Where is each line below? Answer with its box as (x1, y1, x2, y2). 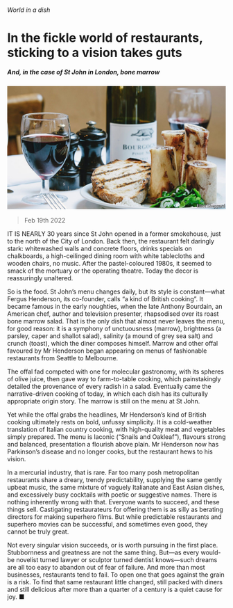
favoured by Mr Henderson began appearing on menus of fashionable (7, 346, 207, 355)
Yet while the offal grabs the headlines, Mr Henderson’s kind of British (7, 410, 207, 419)
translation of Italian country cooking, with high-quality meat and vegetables (7, 425, 225, 434)
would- (200, 548, 221, 557)
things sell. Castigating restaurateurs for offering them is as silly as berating (7, 505, 223, 514)
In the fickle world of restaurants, (7, 30, 203, 45)
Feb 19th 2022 (24, 216, 66, 225)
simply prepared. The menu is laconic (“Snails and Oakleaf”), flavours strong (7, 433, 226, 441)
